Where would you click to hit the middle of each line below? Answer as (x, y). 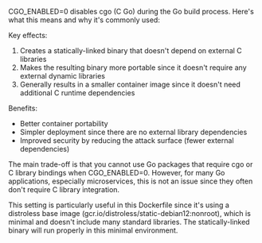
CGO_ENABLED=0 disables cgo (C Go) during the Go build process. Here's (131, 12)
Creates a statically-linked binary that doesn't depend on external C (131, 50)
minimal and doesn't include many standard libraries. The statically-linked (129, 222)
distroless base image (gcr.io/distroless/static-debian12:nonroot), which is (129, 213)
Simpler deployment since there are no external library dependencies (133, 132)
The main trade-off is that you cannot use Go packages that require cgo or (131, 164)
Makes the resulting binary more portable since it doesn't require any (133, 67)
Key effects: (28, 35)
